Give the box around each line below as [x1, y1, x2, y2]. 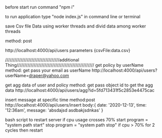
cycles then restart [5, 127, 43, 133]
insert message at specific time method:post [5, 97, 95, 103]
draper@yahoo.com [28, 73, 70, 78]
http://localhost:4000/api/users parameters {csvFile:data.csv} [5, 48, 131, 53]
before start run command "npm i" [5, 4, 75, 10]
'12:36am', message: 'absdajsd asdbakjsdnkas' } [5, 108, 104, 113]
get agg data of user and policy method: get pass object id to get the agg [5, 82, 153, 88]
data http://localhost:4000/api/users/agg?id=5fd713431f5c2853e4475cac [5, 87, 155, 93]
